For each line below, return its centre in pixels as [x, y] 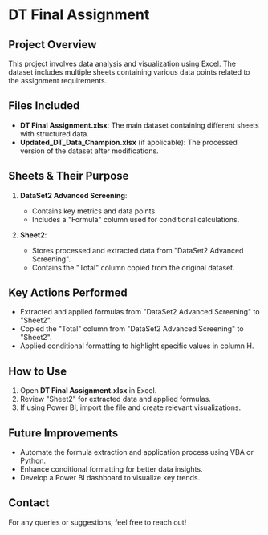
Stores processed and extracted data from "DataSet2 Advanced [138, 250]
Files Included [44, 106]
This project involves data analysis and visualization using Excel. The [122, 63]
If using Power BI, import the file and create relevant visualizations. [130, 407]
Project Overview [53, 45]
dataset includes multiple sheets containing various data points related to [129, 72]
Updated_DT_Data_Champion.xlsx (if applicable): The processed [129, 142]
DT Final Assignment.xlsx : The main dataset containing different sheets [139, 125]
